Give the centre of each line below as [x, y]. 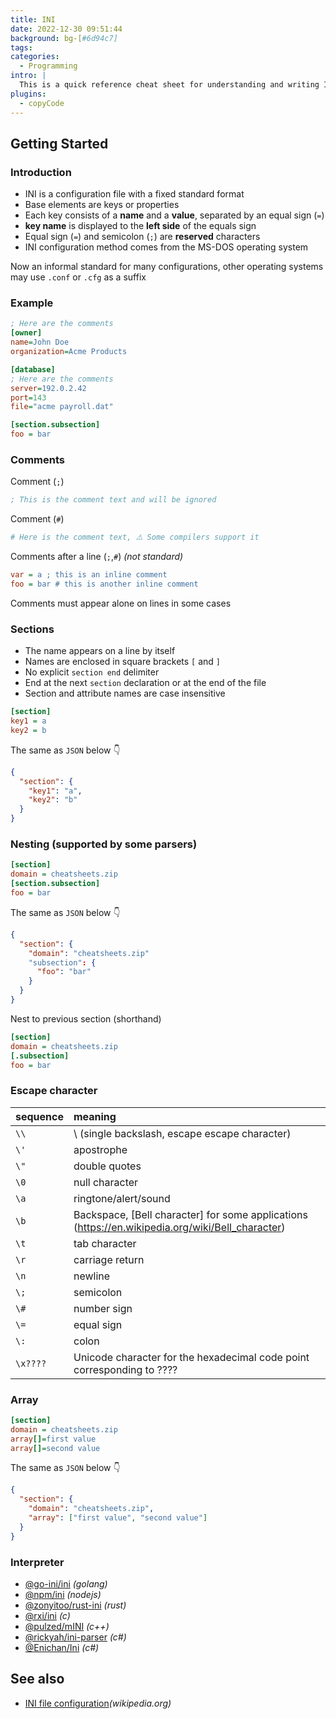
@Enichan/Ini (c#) [62, 1648]
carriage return [109, 1259]
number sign [103, 1308]
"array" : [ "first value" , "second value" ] [118, 1518]
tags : [21, 47]
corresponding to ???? [125, 1369]
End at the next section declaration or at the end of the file [145, 683]
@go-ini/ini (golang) [66, 1584]
